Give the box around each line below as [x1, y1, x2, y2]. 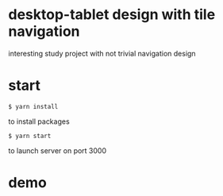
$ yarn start [8, 132, 52, 140]
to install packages [8, 117, 70, 126]
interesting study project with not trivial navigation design [8, 48, 196, 58]
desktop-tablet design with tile [8, 6, 216, 24]
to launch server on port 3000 [8, 145, 107, 156]
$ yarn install [8, 102, 59, 110]
